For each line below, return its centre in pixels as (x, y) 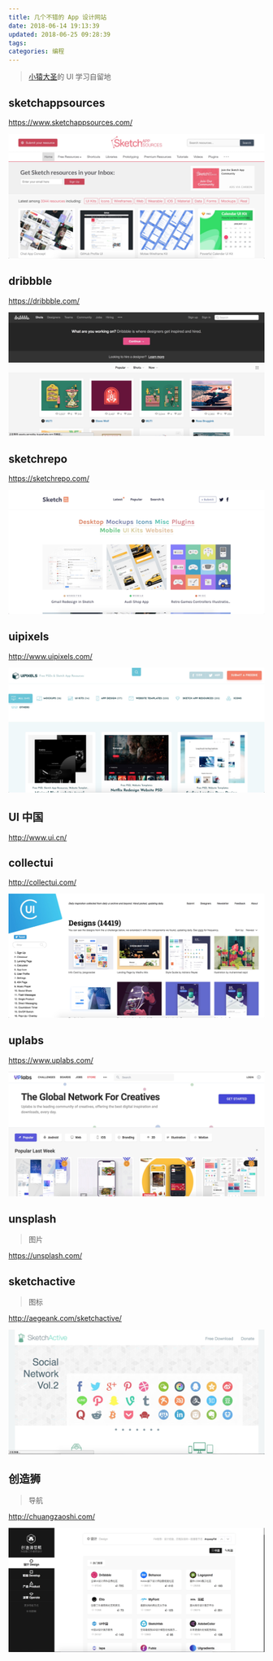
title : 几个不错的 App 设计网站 (58, 17)
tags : (17, 43)
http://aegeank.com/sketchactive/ (65, 1318)
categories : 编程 (37, 52)
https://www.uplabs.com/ (51, 1060)
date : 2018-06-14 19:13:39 (54, 26)
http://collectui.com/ (43, 882)
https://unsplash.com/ (45, 1256)
